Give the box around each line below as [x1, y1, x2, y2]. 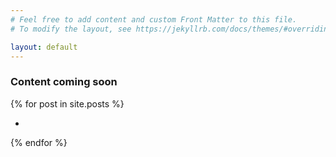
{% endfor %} [10, 136, 68, 148]
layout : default [10, 42, 78, 52]
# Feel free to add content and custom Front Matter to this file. [10, 14, 298, 25]
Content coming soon [10, 75, 118, 89]
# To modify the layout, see [10, 24, 132, 34]
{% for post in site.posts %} [10, 97, 125, 110]
